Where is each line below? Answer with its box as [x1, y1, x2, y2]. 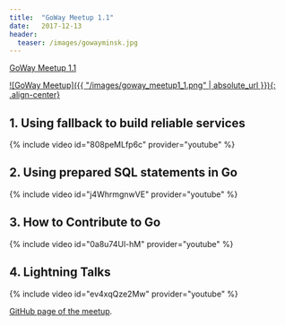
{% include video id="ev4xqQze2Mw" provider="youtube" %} [9, 288, 239, 299]
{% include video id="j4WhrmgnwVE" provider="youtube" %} [9, 189, 238, 200]
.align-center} [9, 90, 61, 100]
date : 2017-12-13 [9, 21, 82, 30]
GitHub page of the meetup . [9, 305, 113, 316]
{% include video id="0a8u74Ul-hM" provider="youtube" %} [9, 238, 234, 249]
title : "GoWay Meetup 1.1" [9, 13, 115, 22]
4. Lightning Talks [9, 265, 111, 280]
